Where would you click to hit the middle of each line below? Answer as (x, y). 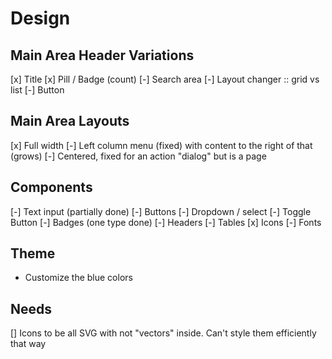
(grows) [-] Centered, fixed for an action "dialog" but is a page (138, 156)
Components (51, 187)
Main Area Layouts (70, 121)
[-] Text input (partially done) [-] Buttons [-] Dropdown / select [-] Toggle (161, 211)
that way (28, 344)
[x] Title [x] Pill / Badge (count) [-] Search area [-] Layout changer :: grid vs (165, 79)
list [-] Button (37, 90)
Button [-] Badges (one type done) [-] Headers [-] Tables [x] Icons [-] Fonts (166, 222)
